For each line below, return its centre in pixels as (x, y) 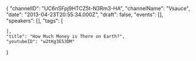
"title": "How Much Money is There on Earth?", (66, 37)
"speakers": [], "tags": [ (35, 21)
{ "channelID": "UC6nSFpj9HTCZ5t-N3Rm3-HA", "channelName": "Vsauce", (98, 8)
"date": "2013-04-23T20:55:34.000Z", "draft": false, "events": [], (85, 15)
